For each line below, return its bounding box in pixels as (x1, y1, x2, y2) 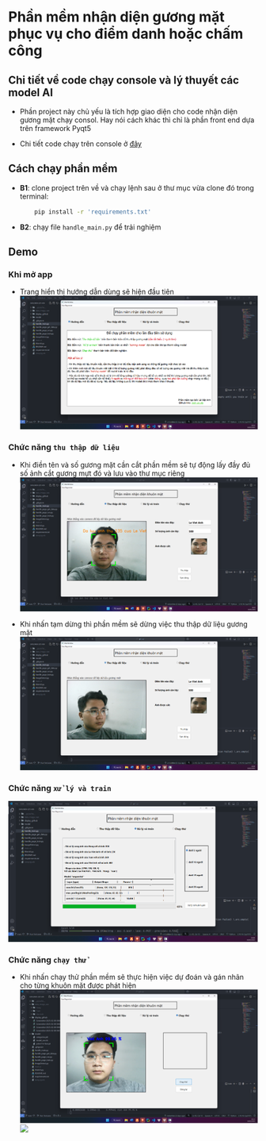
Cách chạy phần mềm (8, 162, 118, 175)
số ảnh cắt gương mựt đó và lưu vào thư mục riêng (19, 468, 185, 478)
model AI (8, 86, 54, 99)
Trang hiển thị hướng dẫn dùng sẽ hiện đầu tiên (19, 287, 174, 297)
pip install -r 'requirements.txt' (34, 207, 152, 216)
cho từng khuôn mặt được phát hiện (19, 981, 137, 990)
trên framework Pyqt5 (19, 124, 91, 133)
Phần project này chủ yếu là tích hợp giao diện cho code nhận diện (19, 107, 238, 116)
